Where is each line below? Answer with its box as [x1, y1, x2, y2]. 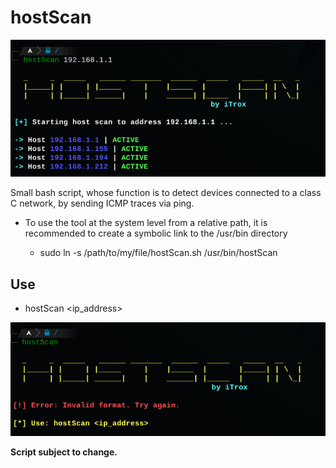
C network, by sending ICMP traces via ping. [10, 197, 195, 210]
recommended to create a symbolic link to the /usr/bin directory [24, 227, 288, 240]
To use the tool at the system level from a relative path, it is [24, 217, 268, 229]
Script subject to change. [10, 446, 118, 458]
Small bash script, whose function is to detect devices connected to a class [10, 187, 322, 199]
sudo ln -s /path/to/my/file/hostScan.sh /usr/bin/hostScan [39, 247, 278, 259]
